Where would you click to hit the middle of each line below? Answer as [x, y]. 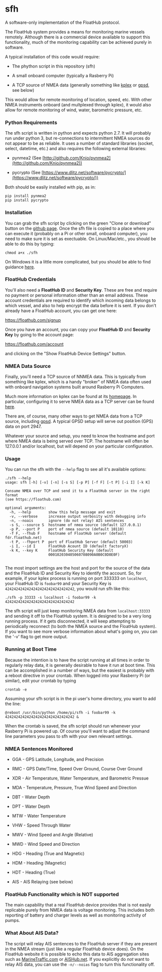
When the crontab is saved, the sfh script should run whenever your [73, 726]
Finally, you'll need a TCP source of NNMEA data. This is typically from [76, 377]
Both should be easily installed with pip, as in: [50, 187]
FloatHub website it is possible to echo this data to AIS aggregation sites [77, 954]
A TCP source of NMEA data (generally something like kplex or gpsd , [81, 85]
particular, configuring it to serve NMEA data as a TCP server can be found [80, 401]
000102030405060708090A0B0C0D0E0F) [84, 555]
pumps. [13, 920]
